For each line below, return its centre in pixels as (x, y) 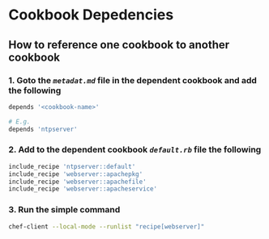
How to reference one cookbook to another (119, 45)
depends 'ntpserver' (43, 129)
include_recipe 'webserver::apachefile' (78, 182)
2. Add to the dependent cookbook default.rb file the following (135, 149)
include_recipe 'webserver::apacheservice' (83, 189)
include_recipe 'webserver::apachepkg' (76, 174)
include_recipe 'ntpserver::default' (72, 166)
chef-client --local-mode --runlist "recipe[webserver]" (107, 226)
